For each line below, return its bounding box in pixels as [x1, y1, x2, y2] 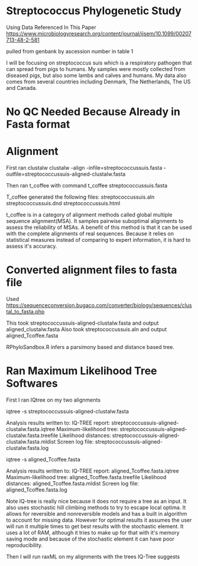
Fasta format [6, 118, 70, 131]
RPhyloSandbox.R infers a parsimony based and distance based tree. [6, 344, 174, 350]
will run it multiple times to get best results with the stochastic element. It [6, 522, 184, 530]
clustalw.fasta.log [6, 444, 49, 451]
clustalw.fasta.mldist [6, 438, 56, 445]
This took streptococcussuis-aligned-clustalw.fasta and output [6, 319, 159, 326]
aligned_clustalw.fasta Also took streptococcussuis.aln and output [6, 326, 167, 332]
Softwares [6, 377, 58, 390]
